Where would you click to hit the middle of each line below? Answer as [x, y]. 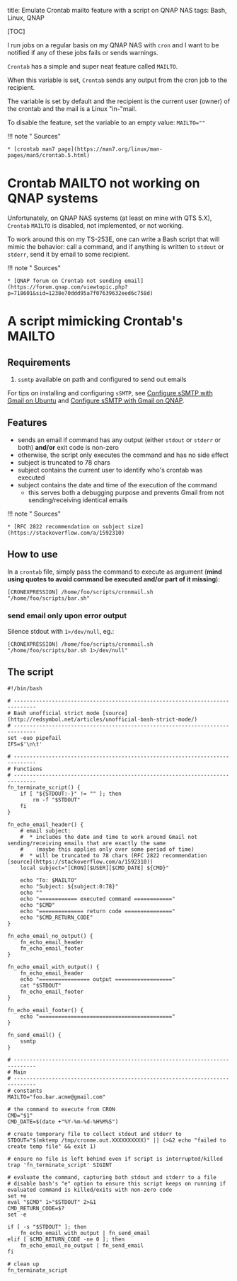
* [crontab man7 [31, 149]
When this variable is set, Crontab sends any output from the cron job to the [117, 80]
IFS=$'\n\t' [25, 744]
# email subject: [46, 830]
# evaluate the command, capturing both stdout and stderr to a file [112, 1177]
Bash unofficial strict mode [57, 713]
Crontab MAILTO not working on [104, 184]
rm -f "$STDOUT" [57, 800]
